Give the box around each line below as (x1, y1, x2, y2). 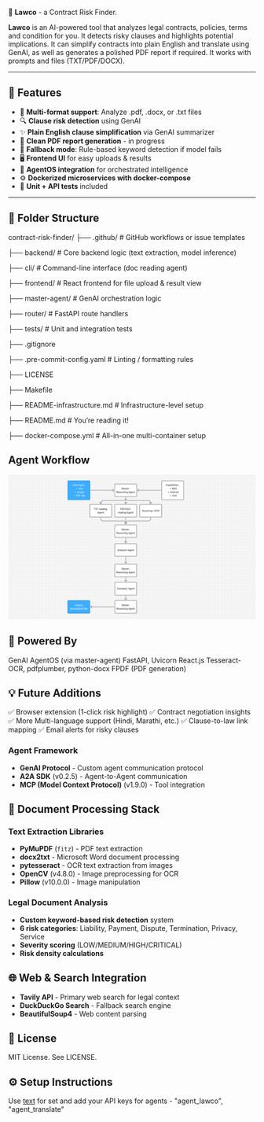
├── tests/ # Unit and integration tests (8, 323, 133, 334)
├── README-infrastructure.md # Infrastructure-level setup (8, 400, 204, 409)
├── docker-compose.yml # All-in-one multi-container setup (8, 430, 207, 440)
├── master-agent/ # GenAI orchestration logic (8, 293, 162, 303)
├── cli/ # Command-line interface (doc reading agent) (8, 263, 188, 272)
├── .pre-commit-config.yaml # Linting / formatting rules (8, 354, 194, 364)
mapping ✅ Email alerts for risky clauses (8, 725, 139, 735)
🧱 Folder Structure (8, 212, 100, 225)
